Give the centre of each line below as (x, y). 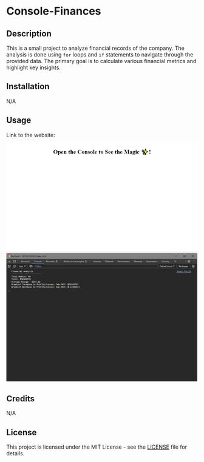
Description (29, 34)
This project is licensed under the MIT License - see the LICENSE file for (97, 447)
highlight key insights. (33, 67)
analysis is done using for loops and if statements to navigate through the (100, 55)
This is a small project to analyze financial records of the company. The (96, 48)
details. (15, 454)
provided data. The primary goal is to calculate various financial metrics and (101, 61)
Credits (21, 399)
